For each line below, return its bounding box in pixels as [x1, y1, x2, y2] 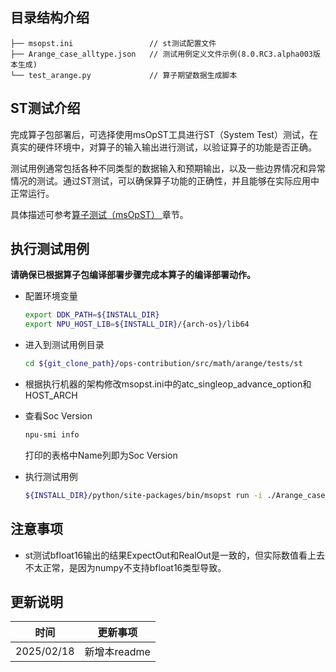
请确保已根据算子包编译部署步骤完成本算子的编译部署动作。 [10, 269, 256, 281]
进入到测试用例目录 [24, 339, 105, 351]
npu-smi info [24, 430, 80, 440]
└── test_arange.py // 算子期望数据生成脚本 [10, 70, 238, 80]
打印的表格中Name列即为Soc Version [24, 449, 178, 461]
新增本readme [84, 645, 151, 659]
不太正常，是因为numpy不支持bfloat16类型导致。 [24, 561, 227, 573]
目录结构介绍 [10, 9, 90, 27]
